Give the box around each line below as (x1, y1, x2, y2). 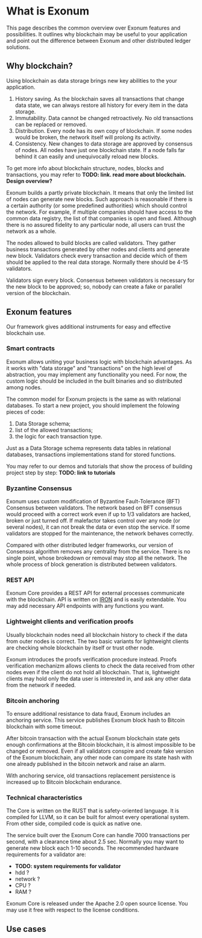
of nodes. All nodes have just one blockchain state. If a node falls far (14, 146, 186, 153)
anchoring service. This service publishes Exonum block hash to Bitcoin (6, 716, 185, 724)
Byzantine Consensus (6, 484, 72, 493)
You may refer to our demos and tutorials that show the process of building (6, 462, 193, 470)
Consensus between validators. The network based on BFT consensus (6, 504, 182, 511)
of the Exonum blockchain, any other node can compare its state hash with (6, 754, 192, 761)
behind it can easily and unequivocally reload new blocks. (14, 153, 159, 160)
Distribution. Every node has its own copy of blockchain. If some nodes (14, 127, 192, 134)
